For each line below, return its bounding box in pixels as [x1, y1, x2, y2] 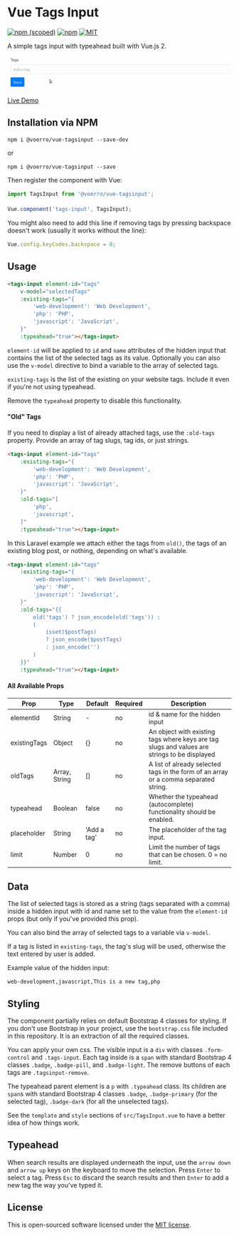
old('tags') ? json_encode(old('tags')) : [33, 614, 161, 621]
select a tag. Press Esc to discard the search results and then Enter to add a [7, 1173, 229, 1182]
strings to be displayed [148, 750, 216, 758]
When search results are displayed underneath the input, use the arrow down [7, 1158, 231, 1166]
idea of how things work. [7, 1118, 80, 1127]
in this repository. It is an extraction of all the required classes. [7, 1031, 190, 1041]
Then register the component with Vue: [7, 176, 122, 185]
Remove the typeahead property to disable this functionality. [7, 396, 183, 405]
